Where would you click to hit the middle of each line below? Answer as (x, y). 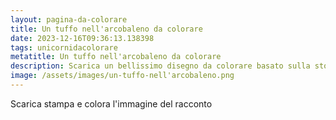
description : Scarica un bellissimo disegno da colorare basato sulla (160, 66)
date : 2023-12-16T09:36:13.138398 (82, 38)
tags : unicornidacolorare (64, 47)
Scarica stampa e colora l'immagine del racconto (111, 103)
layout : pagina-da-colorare (69, 19)
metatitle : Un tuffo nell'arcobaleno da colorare (116, 57)
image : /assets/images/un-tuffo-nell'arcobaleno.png (122, 76)
